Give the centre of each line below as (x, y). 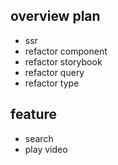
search (39, 138)
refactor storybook (63, 61)
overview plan (55, 16)
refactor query (54, 72)
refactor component (66, 51)
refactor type (52, 83)
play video (46, 149)
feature (34, 114)
